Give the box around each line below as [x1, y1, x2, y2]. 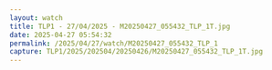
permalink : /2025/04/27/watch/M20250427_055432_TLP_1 [9, 38, 219, 48]
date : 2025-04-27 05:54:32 [9, 30, 112, 39]
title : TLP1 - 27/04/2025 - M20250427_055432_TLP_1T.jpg [9, 22, 231, 31]
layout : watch [9, 13, 64, 23]
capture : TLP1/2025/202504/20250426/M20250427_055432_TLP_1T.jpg [9, 47, 263, 56]
